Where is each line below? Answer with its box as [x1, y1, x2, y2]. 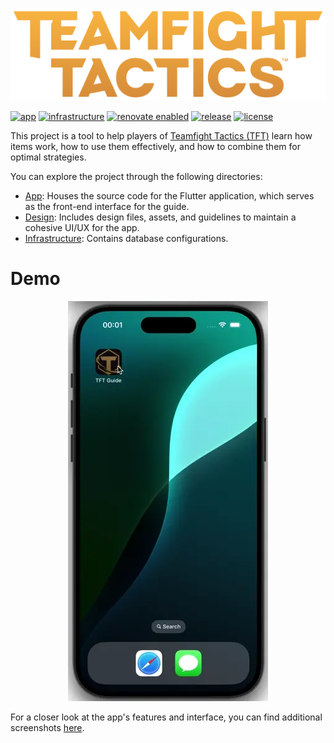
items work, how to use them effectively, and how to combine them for [10, 141, 301, 153]
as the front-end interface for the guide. [24, 201, 190, 213]
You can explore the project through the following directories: [10, 171, 263, 183]
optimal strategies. [10, 151, 87, 163]
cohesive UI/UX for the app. [24, 222, 140, 234]
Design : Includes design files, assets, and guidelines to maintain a [24, 211, 297, 223]
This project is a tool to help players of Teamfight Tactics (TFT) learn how [10, 130, 313, 142]
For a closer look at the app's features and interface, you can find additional [10, 711, 323, 723]
